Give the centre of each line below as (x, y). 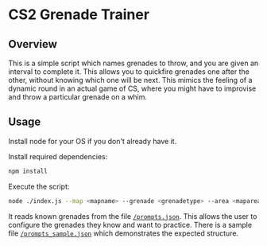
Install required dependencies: (58, 156)
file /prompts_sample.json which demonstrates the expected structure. (124, 233)
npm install (28, 171)
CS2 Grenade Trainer (79, 15)
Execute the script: (39, 186)
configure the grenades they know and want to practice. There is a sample (130, 225)
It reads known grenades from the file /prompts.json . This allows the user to (133, 216)
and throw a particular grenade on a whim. (78, 97)
